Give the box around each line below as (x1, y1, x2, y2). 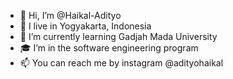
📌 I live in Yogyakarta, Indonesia (19, 20, 152, 32)
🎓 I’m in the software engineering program (19, 42, 199, 54)
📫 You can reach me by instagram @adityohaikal (19, 57, 224, 69)
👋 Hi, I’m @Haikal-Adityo (19, 10, 122, 21)
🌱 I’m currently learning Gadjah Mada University (19, 31, 218, 42)
